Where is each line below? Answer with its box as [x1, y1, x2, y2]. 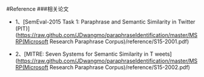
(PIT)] [15, 25, 30, 32]
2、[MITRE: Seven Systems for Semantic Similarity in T [15, 50, 154, 58]
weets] [155, 50, 172, 58]
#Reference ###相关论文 [6, 5, 69, 12]
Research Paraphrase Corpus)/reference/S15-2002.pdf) [49, 64, 191, 71]
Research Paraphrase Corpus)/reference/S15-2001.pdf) [49, 38, 189, 45]
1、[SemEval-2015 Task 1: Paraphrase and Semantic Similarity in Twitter [15, 18, 195, 25]
